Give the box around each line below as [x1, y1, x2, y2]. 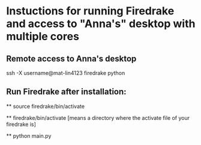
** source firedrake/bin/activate [6, 102, 85, 110]
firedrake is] [6, 120, 36, 128]
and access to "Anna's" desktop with [6, 17, 196, 31]
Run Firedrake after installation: [6, 87, 127, 97]
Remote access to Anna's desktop [6, 53, 137, 64]
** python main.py [6, 132, 52, 139]
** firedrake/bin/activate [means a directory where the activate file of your [6, 114, 190, 121]
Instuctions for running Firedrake [6, 4, 175, 18]
